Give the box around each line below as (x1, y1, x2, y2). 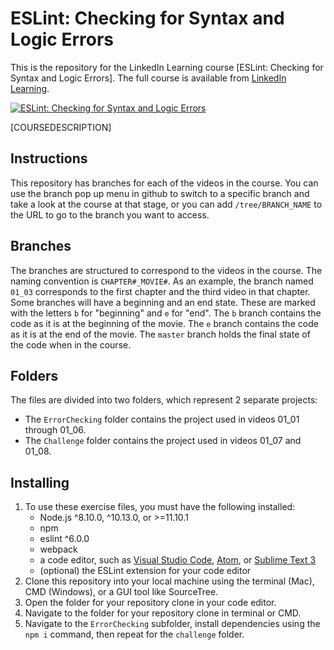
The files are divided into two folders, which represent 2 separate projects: (10, 394, 318, 406)
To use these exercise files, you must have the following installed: (24, 501, 296, 513)
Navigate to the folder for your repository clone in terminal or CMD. (24, 607, 302, 619)
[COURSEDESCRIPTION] (10, 121, 112, 133)
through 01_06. (24, 424, 87, 436)
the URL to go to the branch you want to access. (10, 208, 210, 221)
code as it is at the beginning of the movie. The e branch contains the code (10, 317, 319, 329)
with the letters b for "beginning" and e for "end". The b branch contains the (10, 307, 322, 319)
